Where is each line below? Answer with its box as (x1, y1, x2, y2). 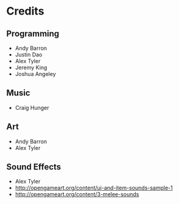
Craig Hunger (15, 104, 50, 111)
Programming (6, 29, 60, 39)
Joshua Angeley (15, 70, 56, 77)
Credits (6, 4, 44, 18)
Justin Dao (15, 51, 43, 58)
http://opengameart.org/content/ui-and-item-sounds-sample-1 (15, 184, 173, 192)
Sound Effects (6, 162, 61, 172)
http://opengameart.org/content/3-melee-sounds (15, 191, 139, 198)
